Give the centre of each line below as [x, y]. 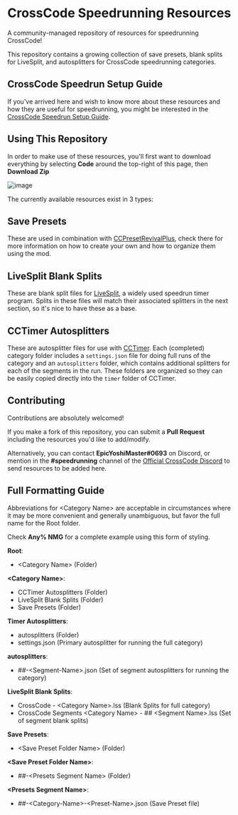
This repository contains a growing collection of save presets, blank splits [115, 54]
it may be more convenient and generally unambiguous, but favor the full [114, 516]
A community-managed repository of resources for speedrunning [103, 33]
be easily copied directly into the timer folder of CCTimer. [92, 378]
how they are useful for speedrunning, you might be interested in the [108, 109]
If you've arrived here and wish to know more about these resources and [114, 101]
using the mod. [29, 254]
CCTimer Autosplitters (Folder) [63, 592]
